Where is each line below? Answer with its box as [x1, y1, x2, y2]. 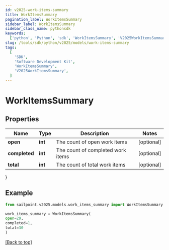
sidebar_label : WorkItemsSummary [5, 21, 75, 27]
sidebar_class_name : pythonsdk [5, 26, 71, 31]
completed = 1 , [5, 221, 33, 226]
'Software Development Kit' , [14, 59, 75, 64]
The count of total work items [56, 161, 126, 168]
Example [5, 189, 33, 197]
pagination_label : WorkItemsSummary [5, 17, 82, 22]
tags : [5, 45, 17, 50]
